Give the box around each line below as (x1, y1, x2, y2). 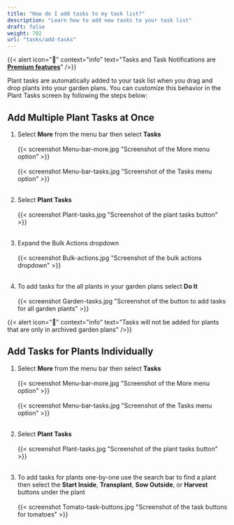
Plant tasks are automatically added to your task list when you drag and (7, 76, 213, 85)
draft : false (7, 23, 45, 30)
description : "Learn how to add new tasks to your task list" (7, 17, 192, 24)
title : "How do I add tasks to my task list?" (7, 10, 145, 17)
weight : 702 (7, 29, 42, 37)
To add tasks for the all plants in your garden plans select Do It (17, 282, 198, 290)
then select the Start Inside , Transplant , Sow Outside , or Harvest (17, 480, 208, 489)
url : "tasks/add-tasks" (7, 36, 77, 43)
